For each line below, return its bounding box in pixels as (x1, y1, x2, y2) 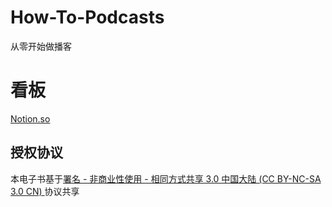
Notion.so (10, 112, 51, 125)
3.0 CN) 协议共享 (10, 185, 80, 197)
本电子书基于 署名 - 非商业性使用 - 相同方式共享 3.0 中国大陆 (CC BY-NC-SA (10, 172, 322, 185)
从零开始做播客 (10, 40, 72, 52)
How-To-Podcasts (10, 6, 165, 29)
